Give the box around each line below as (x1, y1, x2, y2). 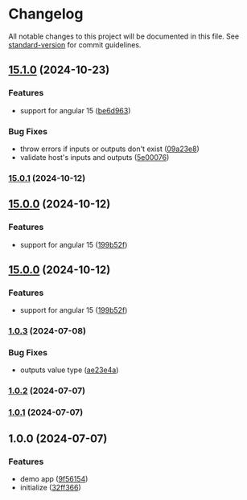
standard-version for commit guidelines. (8, 39, 142, 49)
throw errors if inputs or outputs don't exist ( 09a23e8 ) (19, 144, 200, 154)
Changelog (8, 5, 84, 23)
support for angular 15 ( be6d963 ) (19, 105, 131, 115)
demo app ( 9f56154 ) (19, 473, 89, 483)
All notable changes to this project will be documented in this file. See (8, 31, 240, 41)
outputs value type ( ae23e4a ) (19, 365, 119, 375)
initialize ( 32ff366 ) (19, 482, 82, 492)
